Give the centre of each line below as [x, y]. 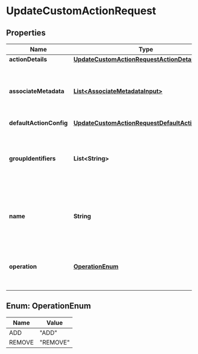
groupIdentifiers [32, 158]
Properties [26, 33]
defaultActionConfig [38, 123]
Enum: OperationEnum [49, 306]
